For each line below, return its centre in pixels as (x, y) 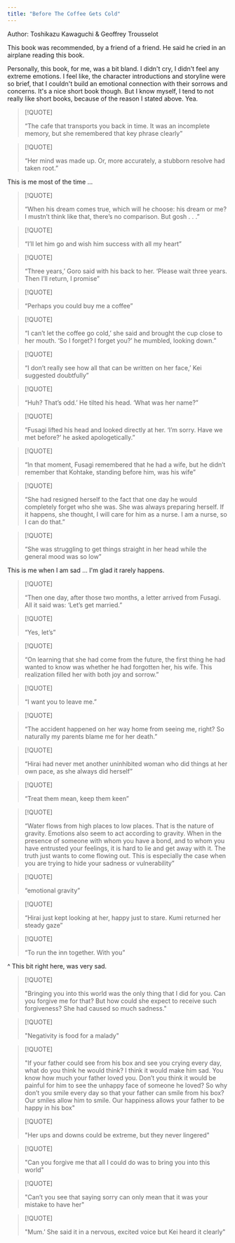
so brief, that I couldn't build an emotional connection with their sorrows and (117, 83)
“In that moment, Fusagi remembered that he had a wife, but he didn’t (125, 465)
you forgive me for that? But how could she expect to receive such (121, 1001)
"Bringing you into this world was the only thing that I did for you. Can (125, 993)
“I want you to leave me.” (60, 702)
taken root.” (41, 168)
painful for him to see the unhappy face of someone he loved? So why (126, 1085)
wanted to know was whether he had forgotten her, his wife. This (118, 667)
